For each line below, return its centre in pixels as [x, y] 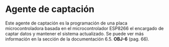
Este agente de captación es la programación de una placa [66, 23]
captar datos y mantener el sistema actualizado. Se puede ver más [74, 33]
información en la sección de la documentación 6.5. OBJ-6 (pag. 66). [77, 39]
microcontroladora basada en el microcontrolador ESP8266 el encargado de [84, 28]
